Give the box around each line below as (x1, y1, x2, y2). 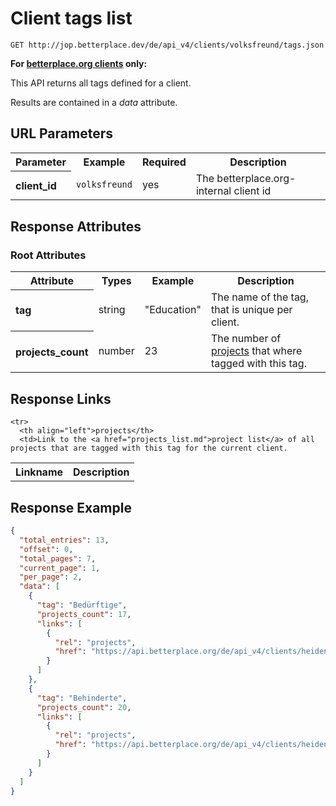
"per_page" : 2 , (19, 572, 83, 582)
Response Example (10, 499, 132, 516)
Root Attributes (10, 248, 87, 262)
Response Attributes (10, 218, 142, 235)
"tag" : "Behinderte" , (36, 693, 128, 703)
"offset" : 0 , (19, 544, 74, 554)
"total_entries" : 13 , (19, 535, 110, 545)
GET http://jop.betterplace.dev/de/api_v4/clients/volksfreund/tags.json (10, 40, 325, 50)
